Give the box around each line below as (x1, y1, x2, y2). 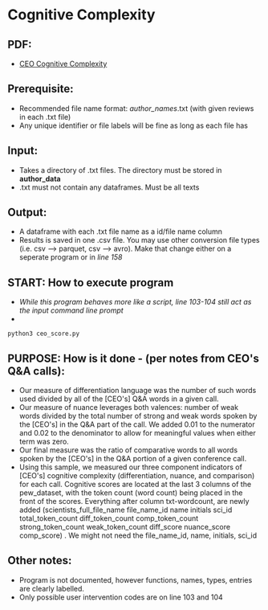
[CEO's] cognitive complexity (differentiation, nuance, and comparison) (18, 471, 255, 481)
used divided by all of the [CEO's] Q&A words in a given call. (18, 394, 219, 403)
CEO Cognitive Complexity (18, 59, 108, 68)
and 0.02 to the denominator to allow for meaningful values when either (18, 428, 256, 438)
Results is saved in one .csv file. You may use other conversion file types (18, 235, 260, 245)
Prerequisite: (7, 82, 74, 96)
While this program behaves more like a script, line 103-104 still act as (18, 297, 252, 307)
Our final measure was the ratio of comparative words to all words (18, 445, 238, 455)
